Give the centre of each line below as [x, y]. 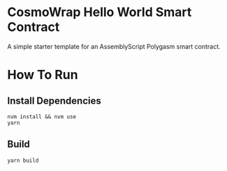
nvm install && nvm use [42, 116]
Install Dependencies [54, 101]
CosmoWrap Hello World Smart [100, 12]
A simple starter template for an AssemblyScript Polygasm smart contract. [114, 46]
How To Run [43, 75]
